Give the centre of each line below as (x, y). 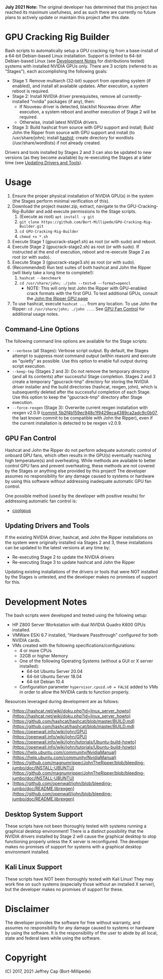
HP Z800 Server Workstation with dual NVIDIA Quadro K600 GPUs (79, 625)
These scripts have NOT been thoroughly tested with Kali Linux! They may (80, 879)
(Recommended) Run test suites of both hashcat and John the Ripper (81, 267)
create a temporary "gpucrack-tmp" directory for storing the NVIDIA (80, 382)
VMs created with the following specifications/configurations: (74, 646)
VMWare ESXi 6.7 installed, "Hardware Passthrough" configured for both (85, 635)
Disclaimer (27, 909)
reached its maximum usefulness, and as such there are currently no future (81, 12)
